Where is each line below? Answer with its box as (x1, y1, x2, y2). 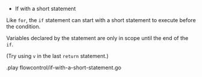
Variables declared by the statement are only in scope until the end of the (6, 35, 189, 41)
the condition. (6, 23, 41, 30)
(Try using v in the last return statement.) (6, 53, 109, 59)
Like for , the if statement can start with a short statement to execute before (6, 17, 196, 23)
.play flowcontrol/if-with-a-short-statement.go (6, 64, 122, 71)
